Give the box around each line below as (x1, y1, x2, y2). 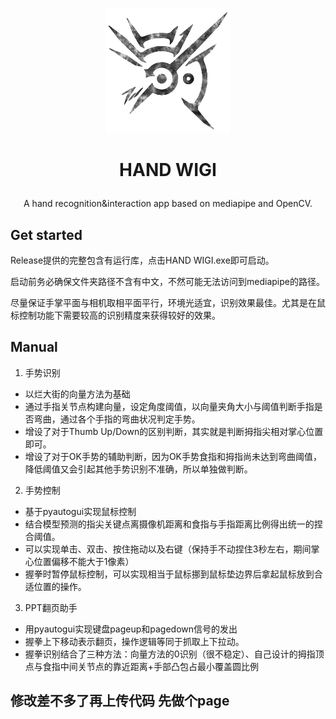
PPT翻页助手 (24, 601, 78, 613)
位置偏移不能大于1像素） (33, 555, 135, 567)
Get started (10, 226, 83, 243)
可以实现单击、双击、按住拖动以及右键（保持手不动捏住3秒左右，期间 (24, 543, 312, 555)
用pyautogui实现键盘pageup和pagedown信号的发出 (24, 623, 238, 635)
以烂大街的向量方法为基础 (24, 388, 131, 400)
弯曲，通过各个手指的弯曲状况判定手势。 (33, 413, 201, 425)
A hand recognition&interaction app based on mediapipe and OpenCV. (23, 198, 313, 210)
